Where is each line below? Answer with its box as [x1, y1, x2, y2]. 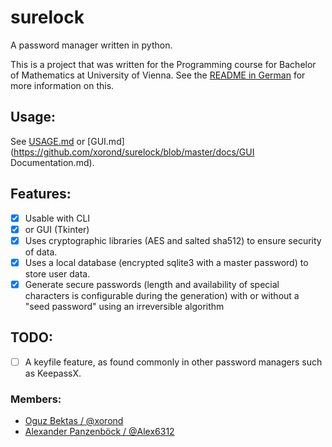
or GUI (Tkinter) [24, 223, 90, 235]
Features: [10, 186, 72, 203]
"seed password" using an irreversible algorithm [24, 300, 225, 312]
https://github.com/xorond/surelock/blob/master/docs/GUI [13, 146, 255, 158]
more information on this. [10, 79, 115, 91]
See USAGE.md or [10, 135, 86, 147]
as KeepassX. [24, 367, 82, 379]
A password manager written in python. [10, 39, 173, 51]
